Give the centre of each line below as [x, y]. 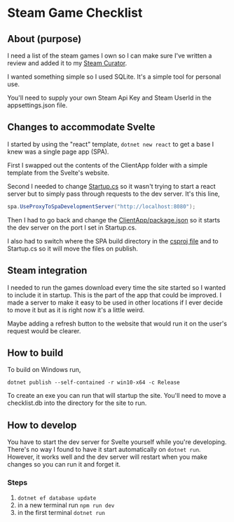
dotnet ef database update [57, 498]
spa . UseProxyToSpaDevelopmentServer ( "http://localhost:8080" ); [102, 206]
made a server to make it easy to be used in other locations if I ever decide [115, 302]
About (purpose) [44, 39]
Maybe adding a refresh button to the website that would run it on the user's [117, 323]
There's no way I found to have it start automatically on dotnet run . [104, 450]
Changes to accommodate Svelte [81, 127]
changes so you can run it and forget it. [64, 464]
